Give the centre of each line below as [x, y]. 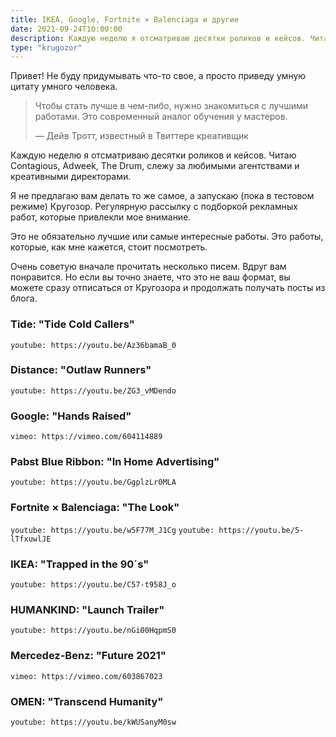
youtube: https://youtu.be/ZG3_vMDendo [93, 391]
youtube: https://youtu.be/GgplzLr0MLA [93, 482]
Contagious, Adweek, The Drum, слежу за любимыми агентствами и [155, 166]
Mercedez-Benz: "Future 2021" [88, 656]
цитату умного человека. [64, 87]
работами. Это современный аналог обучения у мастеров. [161, 117]
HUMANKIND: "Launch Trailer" [87, 609]
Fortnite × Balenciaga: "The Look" [95, 508]
